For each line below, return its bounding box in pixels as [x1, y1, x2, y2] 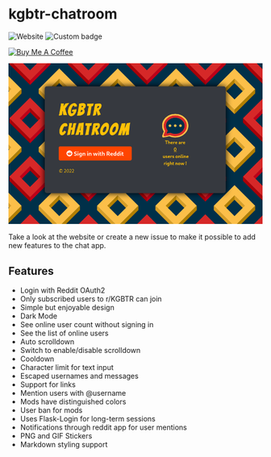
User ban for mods [19, 405, 83, 415]
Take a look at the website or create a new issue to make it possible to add [8, 232, 256, 242]
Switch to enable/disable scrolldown [19, 345, 141, 355]
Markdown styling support [19, 439, 108, 449]
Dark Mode [19, 311, 58, 321]
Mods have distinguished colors [19, 397, 127, 406]
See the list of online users [19, 328, 109, 338]
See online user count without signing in [19, 319, 154, 329]
